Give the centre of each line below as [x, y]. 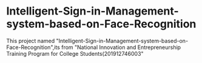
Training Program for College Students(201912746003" [75, 53]
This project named [31, 41]
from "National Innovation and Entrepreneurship [121, 47]
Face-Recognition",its [33, 47]
